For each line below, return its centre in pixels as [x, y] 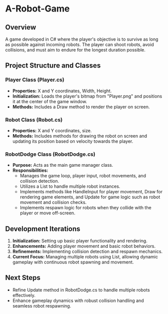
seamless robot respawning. [42, 305]
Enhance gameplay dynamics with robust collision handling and [78, 300]
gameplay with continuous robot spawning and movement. [73, 262]
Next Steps [23, 278]
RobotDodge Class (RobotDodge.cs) [50, 154]
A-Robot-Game [38, 9]
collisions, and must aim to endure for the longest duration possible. [75, 50]
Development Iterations [43, 229]
